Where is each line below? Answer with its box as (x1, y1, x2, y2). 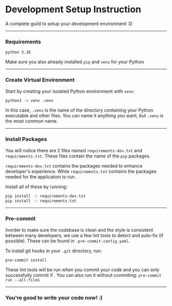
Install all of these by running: (5, 183, 68, 190)
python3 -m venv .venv (5, 98, 54, 103)
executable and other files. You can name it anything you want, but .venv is (5, 113, 164, 119)
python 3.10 (5, 50, 31, 55)
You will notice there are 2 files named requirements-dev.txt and (5, 147, 142, 153)
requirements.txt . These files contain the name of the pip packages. (5, 153, 151, 159)
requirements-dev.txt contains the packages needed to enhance (5, 162, 143, 169)
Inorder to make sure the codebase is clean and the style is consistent (5, 227, 154, 233)
